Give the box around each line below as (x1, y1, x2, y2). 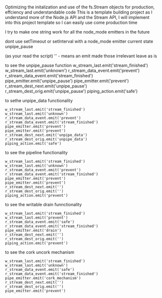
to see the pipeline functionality (5, 150, 68, 155)
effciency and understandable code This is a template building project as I (5, 9, 153, 15)
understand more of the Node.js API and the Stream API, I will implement (5, 15, 150, 20)
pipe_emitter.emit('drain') (5, 228, 62, 233)
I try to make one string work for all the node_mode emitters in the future (5, 29, 150, 35)
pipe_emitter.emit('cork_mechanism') (5, 276, 81, 280)
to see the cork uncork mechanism (5, 249, 74, 255)
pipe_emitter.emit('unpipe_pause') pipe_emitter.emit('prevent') (5, 78, 129, 84)
